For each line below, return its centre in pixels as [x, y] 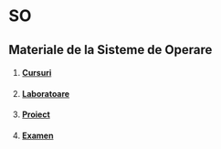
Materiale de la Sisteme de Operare [110, 50]
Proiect [36, 114]
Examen [37, 135]
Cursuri [37, 73]
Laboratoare [46, 93]
